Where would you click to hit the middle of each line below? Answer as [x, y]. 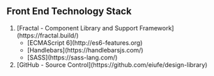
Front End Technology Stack [69, 11]
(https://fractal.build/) [48, 35]
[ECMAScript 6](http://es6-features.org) [85, 42]
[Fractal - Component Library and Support [77, 28]
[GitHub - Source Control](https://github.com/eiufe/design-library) [112, 64]
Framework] [156, 28]
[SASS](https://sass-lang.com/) [72, 57]
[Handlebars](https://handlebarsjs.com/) [85, 50]
